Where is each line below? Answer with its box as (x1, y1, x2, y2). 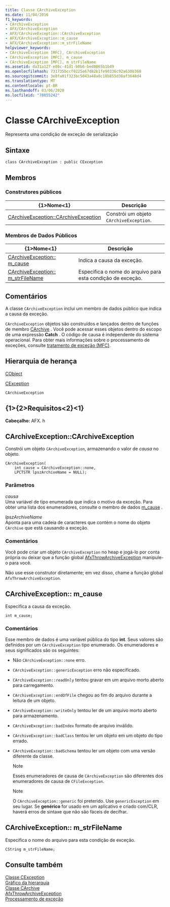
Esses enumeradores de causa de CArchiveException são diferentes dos (12, 773, 163, 779)
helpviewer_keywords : (5, 45, 51, 50)
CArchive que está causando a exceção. (5, 524, 89, 531)
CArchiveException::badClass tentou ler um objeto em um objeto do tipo (12, 733, 163, 739)
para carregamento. (12, 682, 55, 688)
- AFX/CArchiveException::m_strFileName (5, 41, 92, 46)
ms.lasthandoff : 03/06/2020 (5, 87, 65, 93)
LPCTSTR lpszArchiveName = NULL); (14, 470, 87, 475)
